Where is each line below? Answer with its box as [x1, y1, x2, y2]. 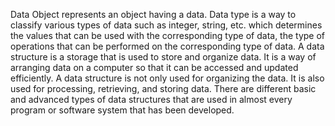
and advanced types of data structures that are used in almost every [10, 94, 293, 105]
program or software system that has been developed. [10, 104, 235, 116]
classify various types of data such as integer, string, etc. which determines [10, 19, 323, 31]
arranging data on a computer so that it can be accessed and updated [10, 62, 299, 73]
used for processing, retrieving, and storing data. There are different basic [10, 83, 317, 94]
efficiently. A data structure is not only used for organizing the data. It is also [10, 72, 325, 84]
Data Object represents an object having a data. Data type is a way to [10, 9, 297, 20]
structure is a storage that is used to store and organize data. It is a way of [10, 51, 317, 63]
